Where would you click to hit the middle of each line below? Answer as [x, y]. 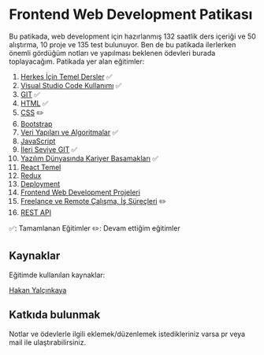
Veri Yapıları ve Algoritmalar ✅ [69, 132]
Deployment [40, 183]
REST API [36, 212]
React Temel [41, 167]
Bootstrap [36, 124]
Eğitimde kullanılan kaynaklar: [57, 275]
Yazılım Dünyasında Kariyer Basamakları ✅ [89, 158]
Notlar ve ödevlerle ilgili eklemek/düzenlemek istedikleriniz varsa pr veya [127, 334]
